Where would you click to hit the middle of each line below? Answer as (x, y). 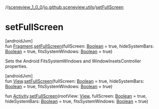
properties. (16, 66)
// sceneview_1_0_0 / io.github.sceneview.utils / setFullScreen (65, 7)
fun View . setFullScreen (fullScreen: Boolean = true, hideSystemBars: (75, 81)
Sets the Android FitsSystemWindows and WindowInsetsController (73, 61)
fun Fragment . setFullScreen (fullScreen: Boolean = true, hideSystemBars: (79, 46)
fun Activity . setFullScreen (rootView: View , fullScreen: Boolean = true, (76, 96)
